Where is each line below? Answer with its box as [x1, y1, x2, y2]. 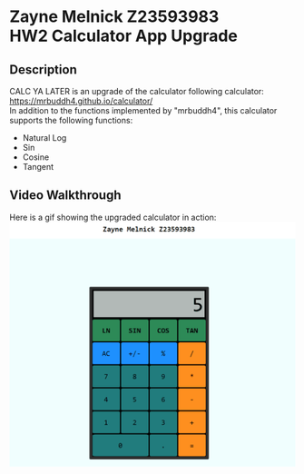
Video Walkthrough [9, 188, 122, 203]
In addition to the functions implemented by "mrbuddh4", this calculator [9, 105, 278, 115]
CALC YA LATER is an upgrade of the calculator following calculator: [9, 86, 265, 96]
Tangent [22, 162, 54, 172]
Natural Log [22, 133, 67, 143]
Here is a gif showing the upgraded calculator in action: [9, 212, 217, 222]
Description [9, 62, 77, 77]
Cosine [22, 152, 50, 163]
